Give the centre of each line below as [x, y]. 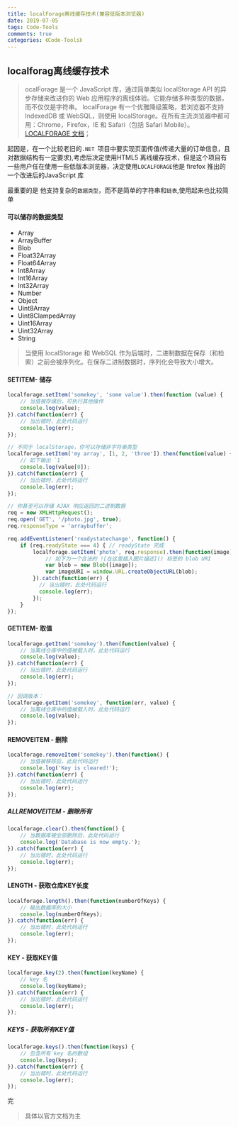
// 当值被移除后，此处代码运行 [59, 762]
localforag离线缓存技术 [58, 71]
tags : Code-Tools [33, 27]
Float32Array [37, 255]
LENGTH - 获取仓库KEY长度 [48, 885]
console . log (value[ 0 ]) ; [55, 467]
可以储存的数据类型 [35, 216]
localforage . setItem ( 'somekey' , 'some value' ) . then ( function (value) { [115, 395]
